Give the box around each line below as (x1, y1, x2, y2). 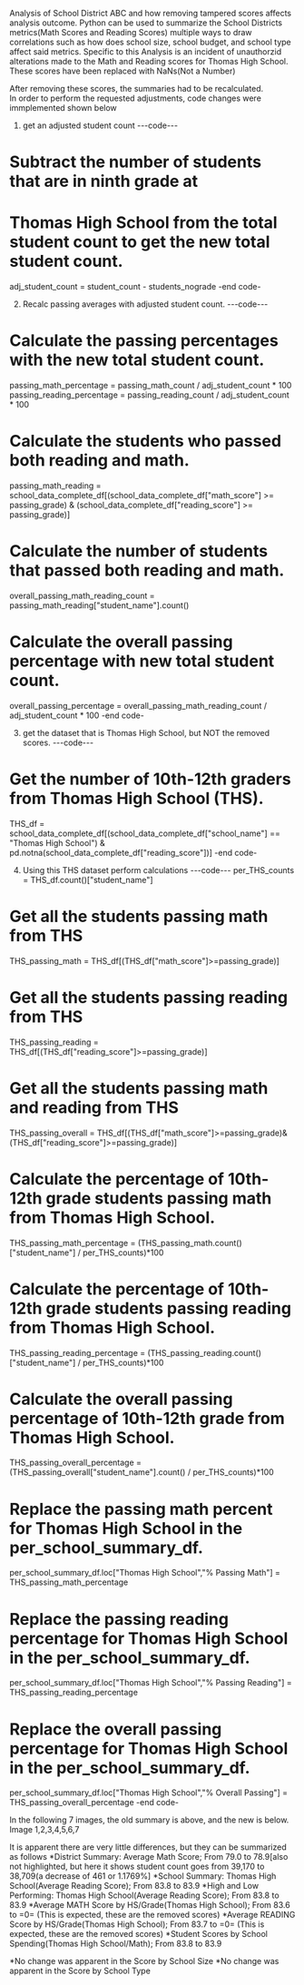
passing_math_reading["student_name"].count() (9, 599, 190, 611)
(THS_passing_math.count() (137, 1237, 242, 1248)
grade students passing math (45, 1188, 272, 1208)
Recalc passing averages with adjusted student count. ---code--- (22, 299, 269, 310)
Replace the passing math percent (9, 1499, 274, 1519)
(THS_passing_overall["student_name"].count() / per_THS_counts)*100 (9, 1467, 274, 1478)
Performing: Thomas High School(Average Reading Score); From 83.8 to (9, 1890, 279, 1901)
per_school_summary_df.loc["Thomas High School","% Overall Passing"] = (9, 1787, 289, 1798)
